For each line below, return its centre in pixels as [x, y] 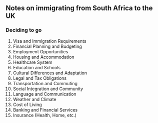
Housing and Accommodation [43, 57]
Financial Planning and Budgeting [47, 46]
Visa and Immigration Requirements [49, 41]
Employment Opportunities [40, 51]
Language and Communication [44, 94]
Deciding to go [24, 30]
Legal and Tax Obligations [40, 78]
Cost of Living [27, 105]
